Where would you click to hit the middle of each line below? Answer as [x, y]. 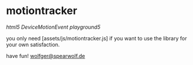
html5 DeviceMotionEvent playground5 [53, 27]
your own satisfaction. [33, 45]
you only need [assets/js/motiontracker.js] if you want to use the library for [96, 38]
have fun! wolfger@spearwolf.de [46, 56]
